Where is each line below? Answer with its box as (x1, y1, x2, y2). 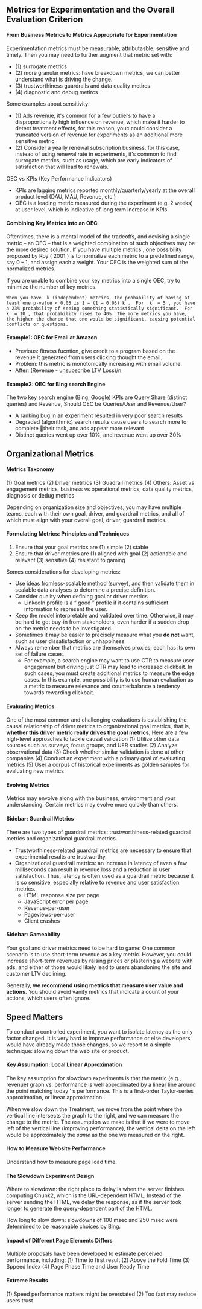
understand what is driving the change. (14, 75, 113, 83)
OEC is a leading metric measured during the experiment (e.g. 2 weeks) (14, 199, 193, 206)
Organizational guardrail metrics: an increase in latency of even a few (14, 859, 188, 866)
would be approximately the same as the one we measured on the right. (6, 1131, 185, 1138)
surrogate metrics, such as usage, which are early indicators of (14, 156, 172, 164)
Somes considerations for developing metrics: (6, 568, 121, 575)
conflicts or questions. (6, 321, 69, 327)
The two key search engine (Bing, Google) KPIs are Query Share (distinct (6, 394, 188, 401)
